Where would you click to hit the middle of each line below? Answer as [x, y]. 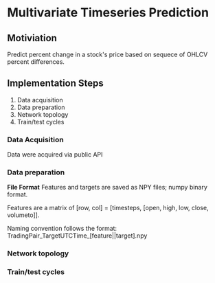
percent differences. [36, 62]
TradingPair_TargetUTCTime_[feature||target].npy [77, 236]
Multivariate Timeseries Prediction [108, 13]
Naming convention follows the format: [62, 229]
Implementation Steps [56, 83]
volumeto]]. [23, 215]
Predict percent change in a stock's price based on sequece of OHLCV [107, 54]
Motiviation [32, 38]
